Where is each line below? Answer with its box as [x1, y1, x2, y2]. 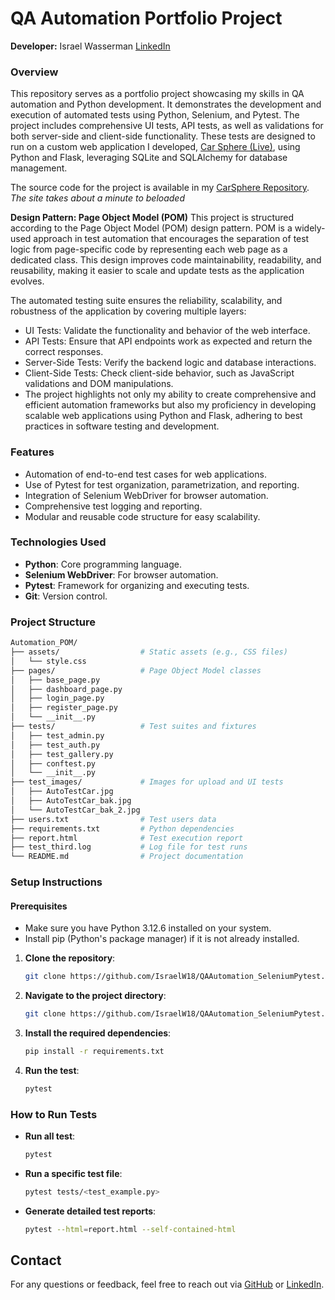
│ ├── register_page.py [10, 703, 118, 713]
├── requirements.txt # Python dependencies [10, 823, 235, 834]
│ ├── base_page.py [10, 675, 101, 685]
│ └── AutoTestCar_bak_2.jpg [10, 805, 141, 815]
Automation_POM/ [10, 638, 78, 648]
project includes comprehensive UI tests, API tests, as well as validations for [10, 120, 324, 132]
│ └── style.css [10, 656, 87, 666]
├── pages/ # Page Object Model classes [10, 665, 262, 676]
